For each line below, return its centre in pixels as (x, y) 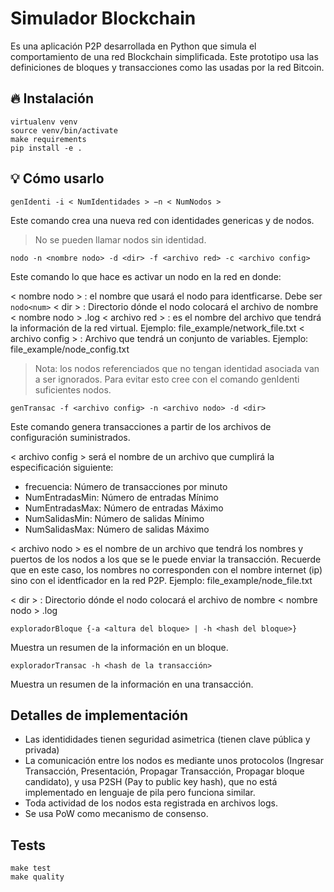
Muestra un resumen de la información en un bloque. (119, 647)
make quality (37, 877)
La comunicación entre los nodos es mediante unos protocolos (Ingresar (174, 761)
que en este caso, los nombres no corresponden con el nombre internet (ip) (166, 569)
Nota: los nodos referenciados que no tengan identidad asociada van (177, 368)
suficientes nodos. (73, 389)
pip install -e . (46, 148)
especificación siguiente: (62, 467)
